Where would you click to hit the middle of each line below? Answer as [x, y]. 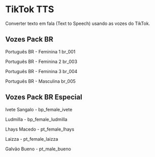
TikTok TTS [30, 9]
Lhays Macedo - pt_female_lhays [40, 129]
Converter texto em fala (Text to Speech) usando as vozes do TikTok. [78, 23]
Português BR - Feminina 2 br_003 [41, 61]
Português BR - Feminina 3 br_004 [41, 71]
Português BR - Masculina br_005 [41, 81]
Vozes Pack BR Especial [44, 97]
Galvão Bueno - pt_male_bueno [38, 149]
